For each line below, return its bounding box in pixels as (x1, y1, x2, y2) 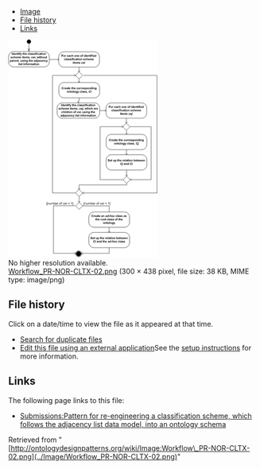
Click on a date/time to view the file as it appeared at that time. (8, 319, 213, 328)
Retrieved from (8, 435, 57, 444)
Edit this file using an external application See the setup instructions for (19, 343, 252, 352)
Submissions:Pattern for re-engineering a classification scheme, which (19, 411, 252, 421)
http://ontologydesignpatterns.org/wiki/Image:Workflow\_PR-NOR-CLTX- (10, 443, 250, 452)
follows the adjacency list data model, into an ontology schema (19, 419, 227, 428)
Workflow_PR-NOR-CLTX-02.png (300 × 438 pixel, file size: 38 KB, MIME (8, 266, 250, 276)
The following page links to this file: (8, 395, 125, 405)
